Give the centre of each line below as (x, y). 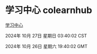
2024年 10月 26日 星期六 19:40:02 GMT (46, 46)
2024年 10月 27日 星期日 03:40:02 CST (46, 35)
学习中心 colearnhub (49, 10)
